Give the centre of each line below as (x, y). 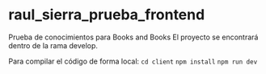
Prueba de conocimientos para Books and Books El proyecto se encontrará (133, 37)
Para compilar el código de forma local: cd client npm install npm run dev (133, 61)
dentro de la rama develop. (53, 45)
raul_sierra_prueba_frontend (107, 15)
